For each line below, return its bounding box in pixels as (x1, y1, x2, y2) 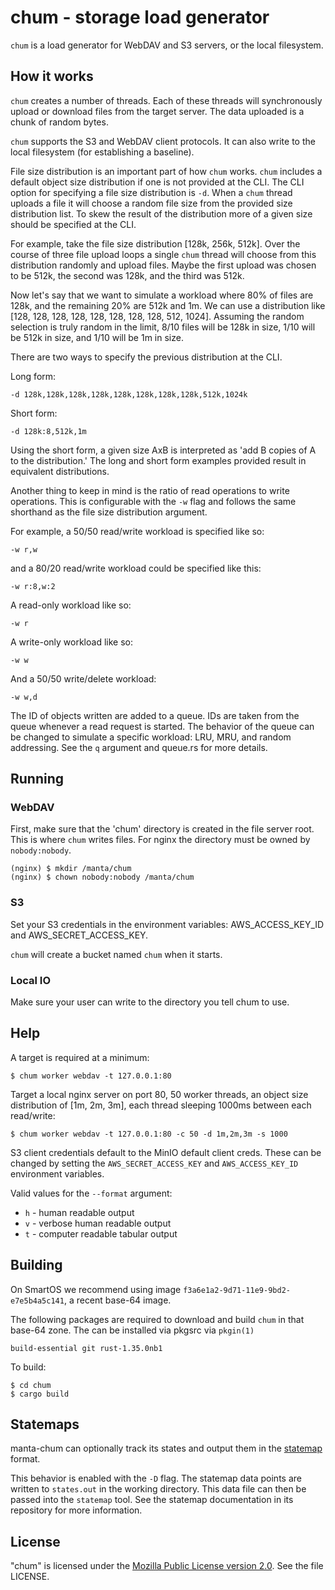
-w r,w (10, 544, 38, 555)
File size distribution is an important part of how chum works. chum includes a (10, 165, 323, 177)
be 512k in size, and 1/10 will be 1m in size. (10, 331, 184, 343)
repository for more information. (10, 1504, 143, 1516)
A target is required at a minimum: (10, 1051, 150, 1063)
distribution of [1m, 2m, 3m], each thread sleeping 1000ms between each (10, 1099, 312, 1111)
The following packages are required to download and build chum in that (10, 1313, 305, 1325)
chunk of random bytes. (10, 116, 109, 128)
